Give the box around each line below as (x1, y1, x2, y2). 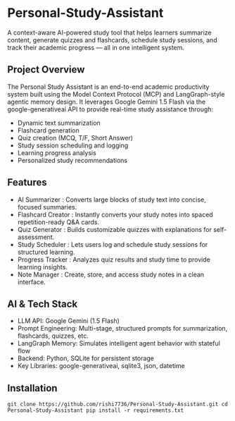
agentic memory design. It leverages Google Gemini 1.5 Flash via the (7, 97, 206, 106)
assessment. (17, 233, 55, 241)
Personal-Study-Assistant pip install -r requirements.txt (7, 407, 184, 414)
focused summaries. (17, 202, 77, 211)
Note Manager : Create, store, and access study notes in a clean (17, 270, 205, 279)
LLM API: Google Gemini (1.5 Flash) (17, 317, 120, 325)
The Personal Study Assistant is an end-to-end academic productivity (7, 83, 210, 91)
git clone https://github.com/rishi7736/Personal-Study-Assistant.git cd (7, 401, 229, 408)
